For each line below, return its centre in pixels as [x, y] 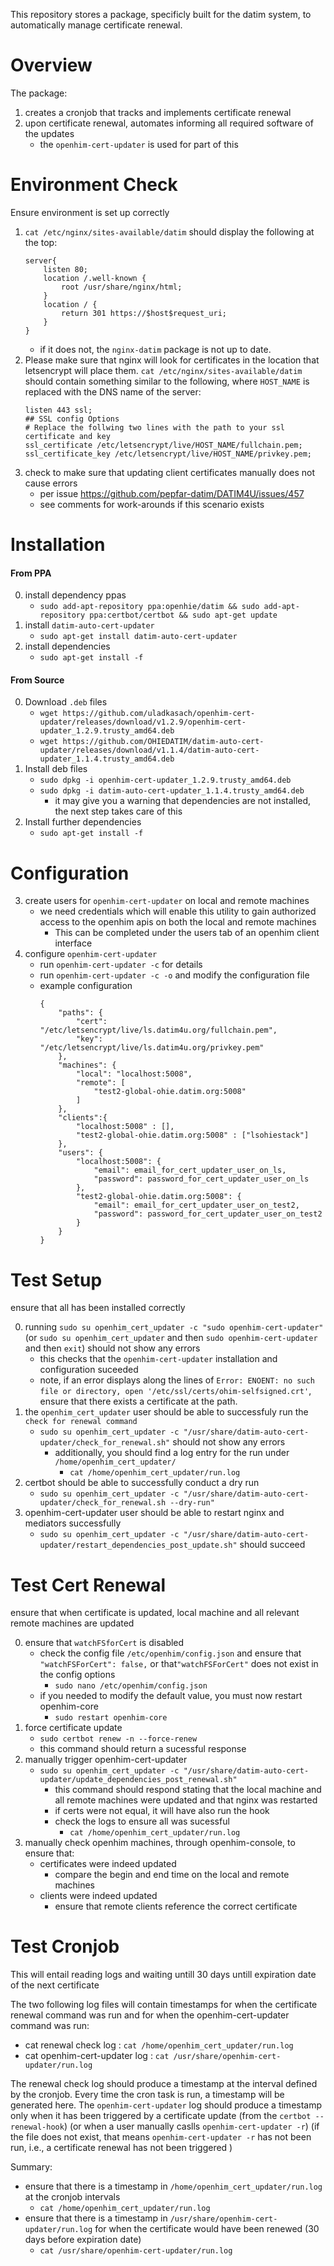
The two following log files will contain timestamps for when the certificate [164, 2005]
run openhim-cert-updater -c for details [121, 965]
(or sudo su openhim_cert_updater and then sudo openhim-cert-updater [171, 1338]
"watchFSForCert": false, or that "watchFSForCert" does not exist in [179, 1664]
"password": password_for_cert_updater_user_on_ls [201, 1179]
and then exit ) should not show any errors [112, 1348]
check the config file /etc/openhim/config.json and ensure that [170, 1653]
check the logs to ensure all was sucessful [142, 1821]
